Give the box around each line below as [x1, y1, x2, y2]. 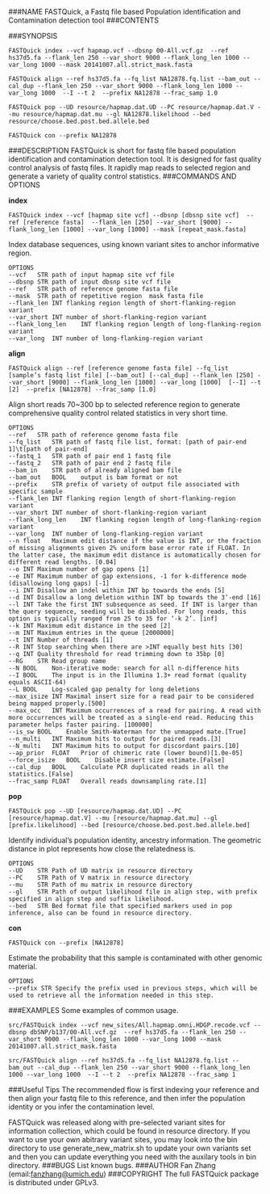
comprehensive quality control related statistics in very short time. [8, 408, 228, 418]
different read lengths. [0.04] [8, 558, 117, 566]
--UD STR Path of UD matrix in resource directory [8, 867, 193, 875]
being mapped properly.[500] [8, 700, 106, 708]
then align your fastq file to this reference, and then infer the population [8, 1094, 246, 1103]
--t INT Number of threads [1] [8, 636, 114, 644]
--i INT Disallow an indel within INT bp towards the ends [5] [8, 586, 226, 595]
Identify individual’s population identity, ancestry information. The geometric [8, 835, 262, 845]
